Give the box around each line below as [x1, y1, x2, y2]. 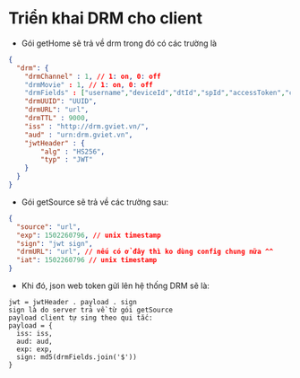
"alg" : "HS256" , [40, 147, 105, 156]
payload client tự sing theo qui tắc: [8, 313, 153, 322]
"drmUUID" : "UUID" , [24, 97, 98, 106]
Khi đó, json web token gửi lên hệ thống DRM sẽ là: [21, 280, 210, 291]
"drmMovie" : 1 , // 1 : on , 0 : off [24, 80, 153, 89]
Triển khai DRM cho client [8, 8, 203, 29]
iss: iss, [16, 330, 53, 338]
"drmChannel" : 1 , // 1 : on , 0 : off [24, 72, 162, 81]
